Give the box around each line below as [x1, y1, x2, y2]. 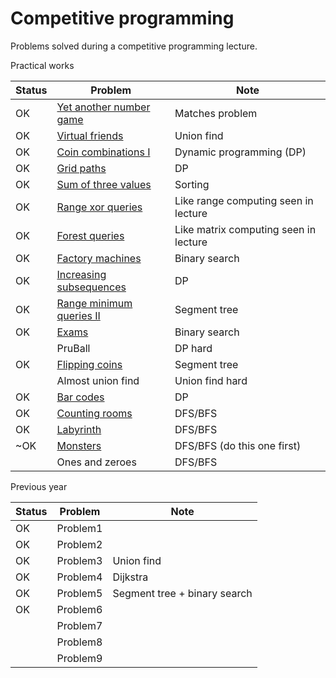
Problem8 [56, 635, 103, 649]
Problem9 [56, 651, 103, 665]
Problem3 [56, 553, 103, 567]
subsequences [56, 280, 127, 294]
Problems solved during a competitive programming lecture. [10, 40, 258, 52]
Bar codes [56, 390, 105, 404]
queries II [56, 308, 101, 322]
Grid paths [56, 161, 107, 175]
